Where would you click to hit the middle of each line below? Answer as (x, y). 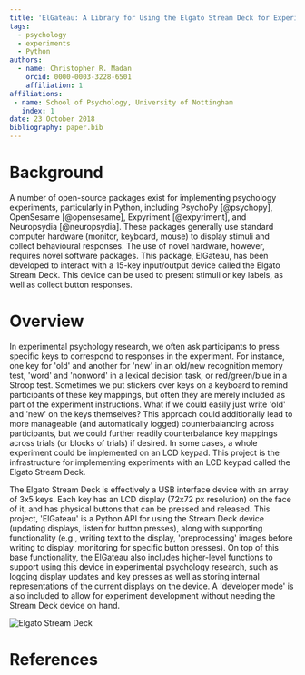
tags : (20, 26)
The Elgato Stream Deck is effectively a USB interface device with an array (149, 489)
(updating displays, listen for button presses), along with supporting (136, 528)
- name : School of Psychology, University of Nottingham (123, 102)
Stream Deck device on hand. (65, 605)
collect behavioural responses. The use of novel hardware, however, (137, 245)
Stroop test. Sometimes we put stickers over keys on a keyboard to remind (149, 385)
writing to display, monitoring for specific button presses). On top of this (144, 547)
